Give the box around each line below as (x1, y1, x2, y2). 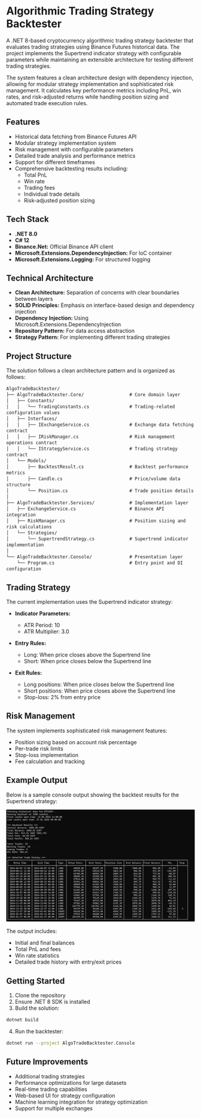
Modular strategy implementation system (14, 139, 117, 147)
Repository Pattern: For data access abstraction (14, 327, 135, 335)
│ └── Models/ (6, 458, 47, 464)
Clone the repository (14, 992, 66, 999)
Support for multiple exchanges (14, 1104, 93, 1112)
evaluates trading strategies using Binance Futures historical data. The (6, 43, 180, 50)
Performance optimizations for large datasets (14, 1079, 127, 1086)
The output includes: (6, 928, 57, 935)
